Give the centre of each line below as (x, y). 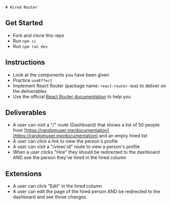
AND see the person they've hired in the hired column (69, 158)
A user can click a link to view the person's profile (65, 141)
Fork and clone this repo (38, 35)
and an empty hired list (123, 136)
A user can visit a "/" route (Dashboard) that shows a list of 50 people (86, 125)
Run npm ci (25, 40)
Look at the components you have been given (61, 75)
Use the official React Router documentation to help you (72, 96)
